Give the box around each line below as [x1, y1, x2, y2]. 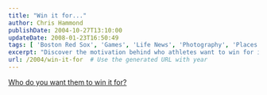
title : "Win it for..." [8, 11, 87, 20]
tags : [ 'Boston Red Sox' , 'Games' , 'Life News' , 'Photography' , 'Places [8, 41, 258, 49]
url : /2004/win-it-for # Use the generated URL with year [8, 56, 208, 64]
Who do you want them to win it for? [8, 77, 127, 87]
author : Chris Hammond [8, 19, 83, 27]
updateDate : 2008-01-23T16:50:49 [8, 33, 119, 42]
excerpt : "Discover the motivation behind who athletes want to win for [8, 48, 254, 56]
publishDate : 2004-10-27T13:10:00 [8, 26, 123, 34]
